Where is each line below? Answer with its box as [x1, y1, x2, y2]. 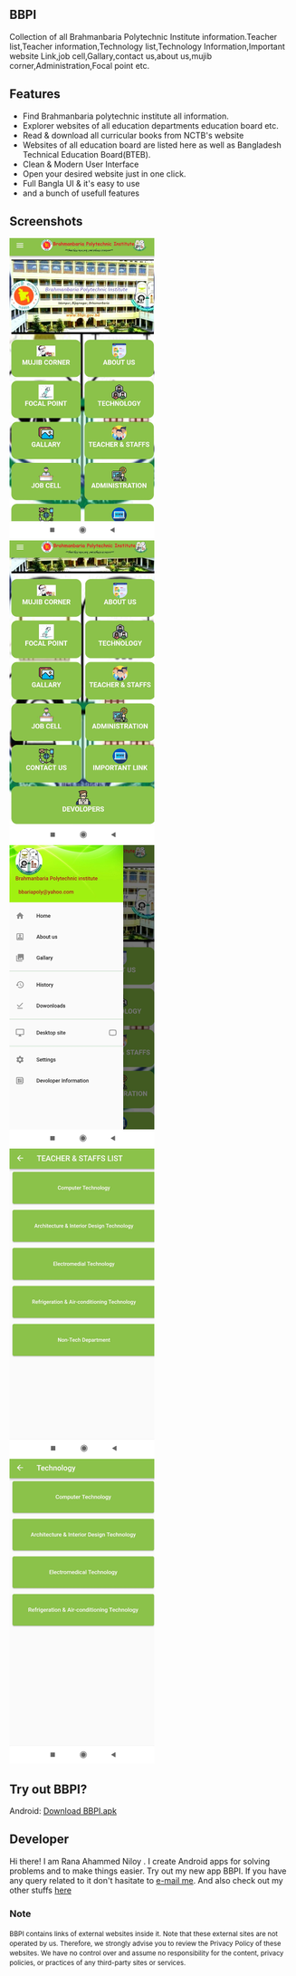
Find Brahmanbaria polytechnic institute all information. [22, 111, 229, 121]
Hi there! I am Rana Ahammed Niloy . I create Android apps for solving [9, 1856, 271, 1866]
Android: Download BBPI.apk [9, 1805, 118, 1816]
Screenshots [9, 214, 83, 229]
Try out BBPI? [9, 1781, 88, 1797]
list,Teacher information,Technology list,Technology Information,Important [9, 41, 285, 52]
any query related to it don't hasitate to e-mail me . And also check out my [9, 1875, 283, 1885]
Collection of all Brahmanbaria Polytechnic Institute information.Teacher [9, 31, 278, 42]
